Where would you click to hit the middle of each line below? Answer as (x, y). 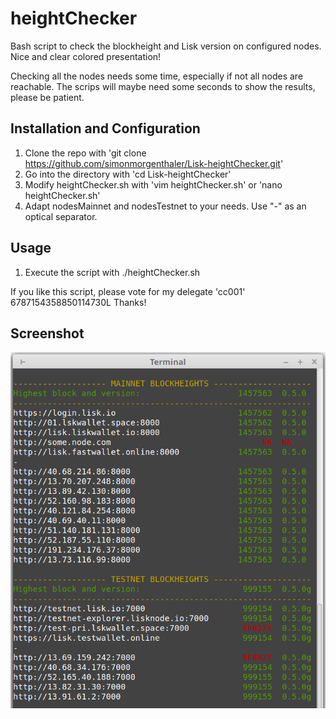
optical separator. (61, 216)
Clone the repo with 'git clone (85, 153)
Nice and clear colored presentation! (86, 56)
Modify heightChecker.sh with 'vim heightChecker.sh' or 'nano (153, 184)
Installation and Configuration (105, 128)
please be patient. (47, 97)
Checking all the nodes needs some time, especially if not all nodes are (157, 76)
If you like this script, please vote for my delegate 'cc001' (128, 291)
